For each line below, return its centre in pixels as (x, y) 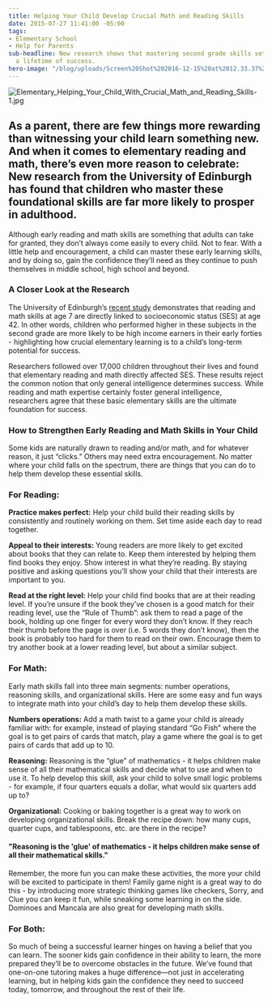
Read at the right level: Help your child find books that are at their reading (132, 596)
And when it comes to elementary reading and (127, 151)
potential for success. (45, 350)
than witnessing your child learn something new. (134, 139)
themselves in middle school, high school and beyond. (99, 269)
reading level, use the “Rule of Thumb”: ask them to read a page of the (126, 613)
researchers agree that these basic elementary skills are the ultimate (123, 400)
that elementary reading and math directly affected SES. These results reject (136, 375)
